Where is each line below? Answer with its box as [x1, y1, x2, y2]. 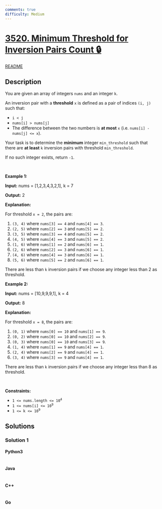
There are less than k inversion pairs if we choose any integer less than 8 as [5, 364, 157, 370]
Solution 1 [5, 437, 29, 444]
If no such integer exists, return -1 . [5, 154, 74, 160]
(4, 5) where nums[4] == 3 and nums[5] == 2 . [12, 236, 104, 242]
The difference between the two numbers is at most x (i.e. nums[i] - [12, 125, 150, 131]
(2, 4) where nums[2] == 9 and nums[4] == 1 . [12, 349, 104, 355]
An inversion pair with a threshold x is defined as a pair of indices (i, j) [5, 100, 151, 106]
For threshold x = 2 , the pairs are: [5, 211, 73, 217]
